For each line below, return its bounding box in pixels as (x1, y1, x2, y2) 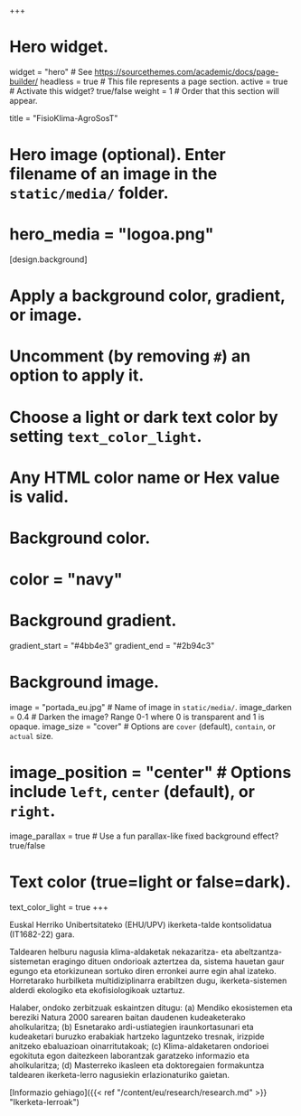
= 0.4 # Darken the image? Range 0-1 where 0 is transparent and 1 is (9, 711, 265, 723)
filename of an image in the (9, 164, 218, 184)
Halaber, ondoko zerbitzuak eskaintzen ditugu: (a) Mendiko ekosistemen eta (9, 1002, 293, 1013)
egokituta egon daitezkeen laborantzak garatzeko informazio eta (9, 1050, 250, 1061)
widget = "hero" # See (9, 66, 93, 77)
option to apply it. (9, 365, 145, 386)
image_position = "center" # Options (9, 763, 292, 783)
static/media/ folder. (9, 183, 169, 203)
